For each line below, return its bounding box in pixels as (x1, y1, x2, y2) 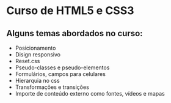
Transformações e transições (15, 83, 90, 91)
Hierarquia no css (15, 77, 60, 84)
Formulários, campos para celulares (15, 71, 106, 77)
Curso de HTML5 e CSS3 (6, 4, 134, 18)
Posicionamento (15, 44, 56, 51)
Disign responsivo (15, 51, 61, 58)
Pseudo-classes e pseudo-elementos (15, 64, 110, 71)
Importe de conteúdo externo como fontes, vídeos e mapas (15, 90, 165, 97)
